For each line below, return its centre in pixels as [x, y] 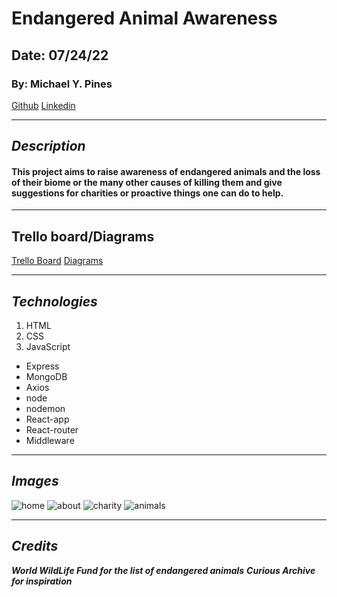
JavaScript [48, 347]
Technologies [54, 301]
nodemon [45, 409]
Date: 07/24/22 [60, 55]
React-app [47, 419]
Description [48, 146]
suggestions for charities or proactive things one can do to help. [147, 193]
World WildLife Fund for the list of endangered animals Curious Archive [163, 570]
